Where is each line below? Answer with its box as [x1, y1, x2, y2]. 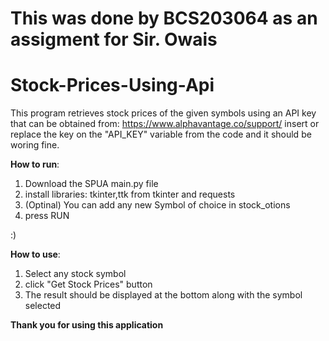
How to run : [10, 158, 60, 171]
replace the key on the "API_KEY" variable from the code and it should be [10, 128, 312, 141]
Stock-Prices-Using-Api [10, 74, 215, 97]
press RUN [24, 210, 70, 222]
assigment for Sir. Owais [10, 28, 218, 51]
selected [24, 300, 62, 312]
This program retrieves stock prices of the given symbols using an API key [10, 107, 317, 119]
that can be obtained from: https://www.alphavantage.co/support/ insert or [10, 118, 320, 130]
